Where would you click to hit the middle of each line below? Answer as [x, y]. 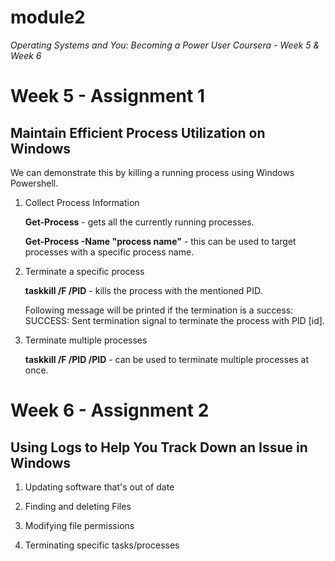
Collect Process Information [82, 202]
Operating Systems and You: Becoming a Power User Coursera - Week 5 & [165, 45]
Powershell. [34, 183]
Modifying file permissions [79, 525]
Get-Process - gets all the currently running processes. [139, 222]
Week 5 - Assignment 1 [107, 96]
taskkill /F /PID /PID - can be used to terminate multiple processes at [167, 359]
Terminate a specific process [84, 271]
